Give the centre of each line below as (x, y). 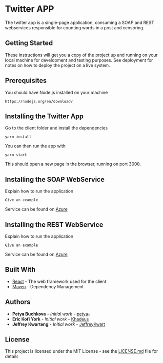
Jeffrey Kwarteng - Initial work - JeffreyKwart (59, 324)
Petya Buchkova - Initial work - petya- (51, 314)
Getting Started (29, 43)
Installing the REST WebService (54, 224)
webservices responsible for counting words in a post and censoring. (75, 27)
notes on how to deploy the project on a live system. (58, 65)
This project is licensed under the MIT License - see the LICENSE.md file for (81, 351)
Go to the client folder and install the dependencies (57, 128)
